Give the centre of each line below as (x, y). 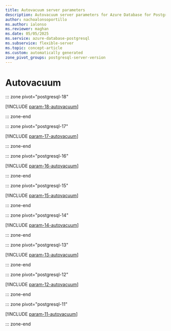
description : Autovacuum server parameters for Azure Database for (78, 15)
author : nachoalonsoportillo (36, 19)
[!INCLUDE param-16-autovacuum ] (42, 166)
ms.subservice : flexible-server (39, 43)
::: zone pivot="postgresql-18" (37, 97)
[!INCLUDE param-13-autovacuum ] (42, 255)
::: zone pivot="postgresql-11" (36, 304)
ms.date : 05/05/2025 (27, 34)
